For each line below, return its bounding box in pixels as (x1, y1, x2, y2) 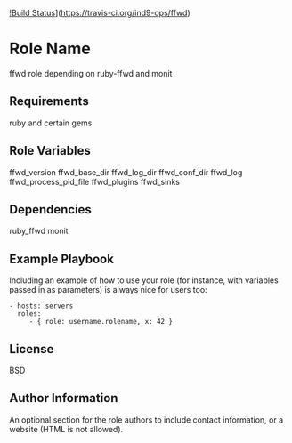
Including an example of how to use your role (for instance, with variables (9, 275, 279, 286)
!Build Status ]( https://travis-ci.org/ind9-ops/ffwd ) (9, 8, 191, 18)
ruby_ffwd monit (9, 226, 69, 237)
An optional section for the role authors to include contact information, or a (9, 414, 284, 425)
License (9, 342, 54, 357)
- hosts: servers (9, 302, 74, 310)
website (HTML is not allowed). (9, 423, 124, 434)
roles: (17, 310, 42, 318)
